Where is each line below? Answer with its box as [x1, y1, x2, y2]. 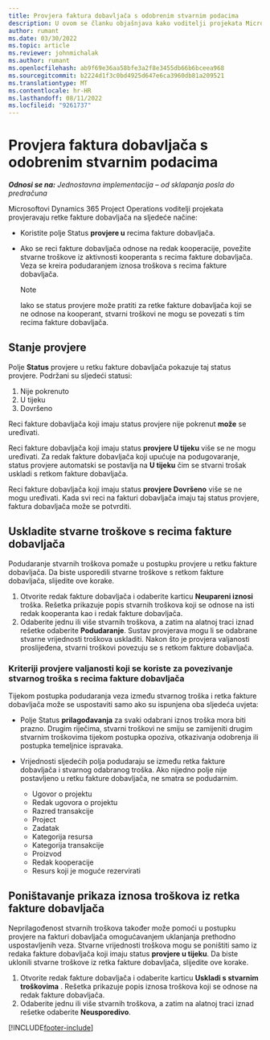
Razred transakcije [31, 806, 94, 816]
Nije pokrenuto [19, 386, 70, 396]
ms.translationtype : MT [8, 79, 88, 87]
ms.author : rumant [8, 57, 70, 65]
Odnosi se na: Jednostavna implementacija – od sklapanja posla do [8, 180, 235, 190]
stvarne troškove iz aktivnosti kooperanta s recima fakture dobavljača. [19, 253, 253, 262]
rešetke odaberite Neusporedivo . [19, 1007, 131, 1017]
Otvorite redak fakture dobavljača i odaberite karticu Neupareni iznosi [19, 591, 253, 601]
